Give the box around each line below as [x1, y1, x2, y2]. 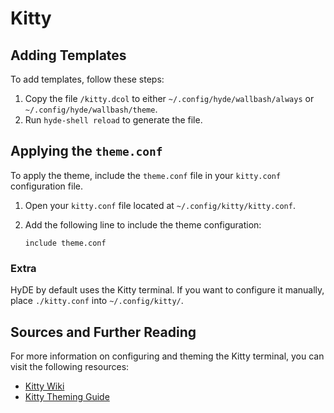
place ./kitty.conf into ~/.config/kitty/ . [10, 295, 184, 307]
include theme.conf [24, 238, 107, 248]
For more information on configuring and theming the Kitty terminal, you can [10, 350, 325, 362]
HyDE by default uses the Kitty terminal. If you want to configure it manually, [10, 284, 325, 296]
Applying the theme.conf [10, 143, 163, 160]
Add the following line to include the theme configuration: [24, 218, 262, 231]
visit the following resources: [10, 360, 130, 372]
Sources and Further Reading [10, 323, 197, 341]
